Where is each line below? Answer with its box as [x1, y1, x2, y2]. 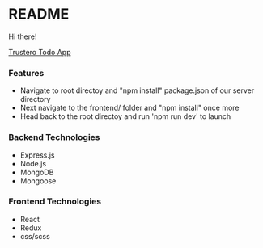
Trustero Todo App [8, 47, 71, 57]
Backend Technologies [8, 132, 100, 143]
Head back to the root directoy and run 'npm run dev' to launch [19, 111, 231, 121]
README [8, 5, 70, 23]
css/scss [19, 231, 50, 241]
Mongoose [19, 175, 57, 186]
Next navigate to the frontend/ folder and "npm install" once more [19, 103, 240, 113]
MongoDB [19, 167, 54, 177]
